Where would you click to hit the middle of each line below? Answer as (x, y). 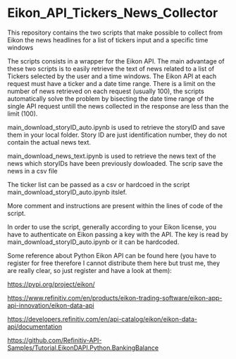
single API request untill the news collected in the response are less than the (118, 106)
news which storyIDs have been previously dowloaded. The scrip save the (115, 163)
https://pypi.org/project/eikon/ (51, 284)
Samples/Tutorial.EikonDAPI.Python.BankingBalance (83, 348)
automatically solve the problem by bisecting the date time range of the (111, 98)
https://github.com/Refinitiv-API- (55, 340)
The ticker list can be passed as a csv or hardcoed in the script (99, 184)
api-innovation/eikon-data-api (51, 305)
